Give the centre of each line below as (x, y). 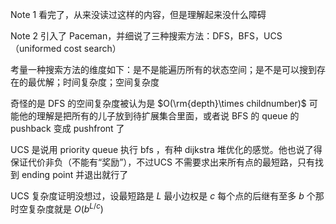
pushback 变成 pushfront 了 (67, 128)
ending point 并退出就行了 (75, 174)
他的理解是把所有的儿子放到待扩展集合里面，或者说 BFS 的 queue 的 (159, 116)
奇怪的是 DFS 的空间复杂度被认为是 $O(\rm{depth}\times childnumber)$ (158, 103)
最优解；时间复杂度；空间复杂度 (93, 82)
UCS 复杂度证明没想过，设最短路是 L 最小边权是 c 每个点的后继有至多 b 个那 (167, 196)
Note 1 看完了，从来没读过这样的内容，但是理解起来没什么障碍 (138, 14)
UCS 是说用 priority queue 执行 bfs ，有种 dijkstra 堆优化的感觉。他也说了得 (166, 149)
